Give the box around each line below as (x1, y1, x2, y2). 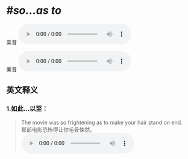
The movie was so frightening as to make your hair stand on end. (20, 119, 183, 126)
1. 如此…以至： (6, 105, 48, 113)
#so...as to (6, 4, 62, 17)
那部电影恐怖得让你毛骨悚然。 (20, 126, 95, 133)
